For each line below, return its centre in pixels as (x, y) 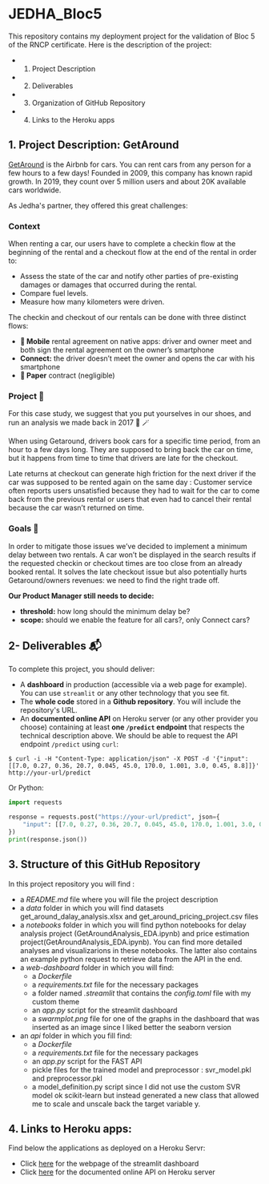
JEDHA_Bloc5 (55, 14)
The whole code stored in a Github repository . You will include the (130, 701)
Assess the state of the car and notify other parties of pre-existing (129, 277)
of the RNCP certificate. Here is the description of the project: (110, 44)
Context (24, 226)
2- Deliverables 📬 (55, 646)
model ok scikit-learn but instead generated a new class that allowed (145, 1095)
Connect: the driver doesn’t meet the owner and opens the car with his (137, 358)
